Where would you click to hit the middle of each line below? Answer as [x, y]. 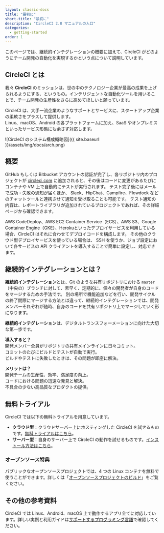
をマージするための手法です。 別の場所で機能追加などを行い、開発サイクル [80, 294]
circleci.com [40, 180]
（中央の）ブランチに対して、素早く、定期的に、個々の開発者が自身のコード [82, 288]
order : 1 [14, 37]
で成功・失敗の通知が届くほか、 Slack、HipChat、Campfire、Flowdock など [82, 193]
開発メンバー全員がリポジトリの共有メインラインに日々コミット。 [71, 346]
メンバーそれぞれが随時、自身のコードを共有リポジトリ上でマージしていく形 [82, 307]
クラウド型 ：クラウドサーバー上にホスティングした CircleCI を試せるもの [85, 427]
